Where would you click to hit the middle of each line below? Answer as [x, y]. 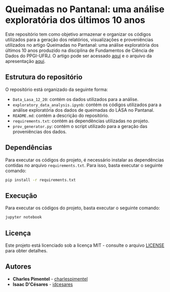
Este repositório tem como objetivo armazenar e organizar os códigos [78, 34]
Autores [18, 267]
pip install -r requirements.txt [41, 180]
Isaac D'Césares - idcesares [43, 284]
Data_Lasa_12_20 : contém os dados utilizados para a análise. [75, 99]
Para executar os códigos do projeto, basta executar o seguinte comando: [83, 208]
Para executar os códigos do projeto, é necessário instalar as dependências [84, 160]
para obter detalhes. [26, 250]
